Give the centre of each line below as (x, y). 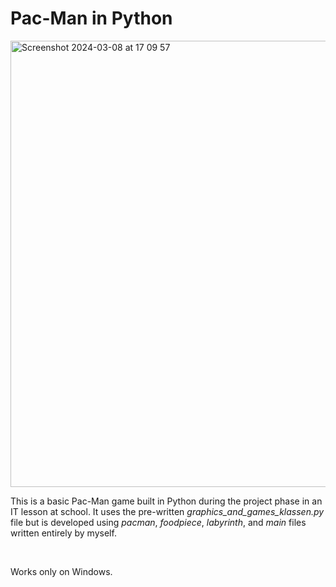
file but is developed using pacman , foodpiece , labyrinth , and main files (158, 522)
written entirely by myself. (63, 533)
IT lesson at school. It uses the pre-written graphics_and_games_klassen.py (167, 511)
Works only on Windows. (61, 571)
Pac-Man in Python (91, 18)
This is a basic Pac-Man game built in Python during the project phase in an (166, 501)
